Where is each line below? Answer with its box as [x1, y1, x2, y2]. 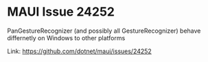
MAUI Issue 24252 [7, 4, 115, 20]
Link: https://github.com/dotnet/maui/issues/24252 [7, 47, 152, 55]
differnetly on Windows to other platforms [7, 33, 126, 42]
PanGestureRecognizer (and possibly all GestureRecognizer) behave [7, 27, 201, 35]
